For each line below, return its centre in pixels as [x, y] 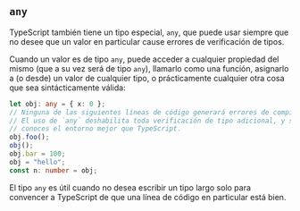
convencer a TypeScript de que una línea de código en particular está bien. [148, 197]
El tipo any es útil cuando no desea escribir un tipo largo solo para [130, 187]
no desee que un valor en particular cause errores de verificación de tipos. [147, 41]
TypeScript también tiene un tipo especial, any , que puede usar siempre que [149, 32]
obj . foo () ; [29, 137]
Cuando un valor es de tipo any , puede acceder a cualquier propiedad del [144, 59]
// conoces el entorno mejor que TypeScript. [95, 129]
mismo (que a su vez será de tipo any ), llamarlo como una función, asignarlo [149, 68]
